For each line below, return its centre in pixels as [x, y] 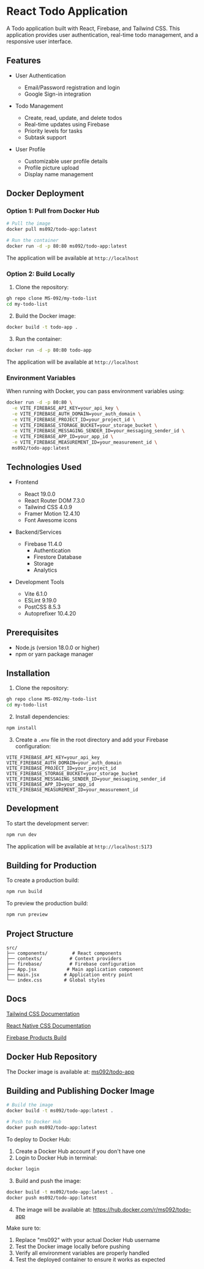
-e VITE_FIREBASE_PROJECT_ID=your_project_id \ [74, 420]
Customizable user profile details [66, 161]
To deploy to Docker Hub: [39, 1139]
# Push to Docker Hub [34, 1122]
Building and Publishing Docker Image [81, 1091]
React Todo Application [67, 11]
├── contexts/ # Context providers [64, 959]
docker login [23, 1169]
